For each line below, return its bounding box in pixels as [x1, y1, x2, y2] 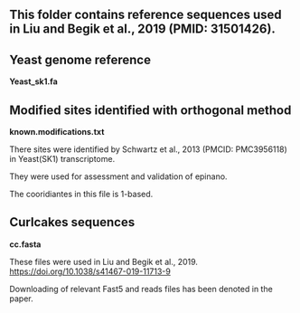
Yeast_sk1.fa [9, 76, 59, 87]
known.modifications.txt [9, 127, 105, 138]
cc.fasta [9, 239, 42, 250]
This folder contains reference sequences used [9, 7, 282, 23]
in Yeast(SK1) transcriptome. [9, 154, 116, 165]
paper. [9, 293, 33, 304]
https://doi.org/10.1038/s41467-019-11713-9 [9, 266, 172, 277]
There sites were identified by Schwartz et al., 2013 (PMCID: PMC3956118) [9, 144, 287, 155]
